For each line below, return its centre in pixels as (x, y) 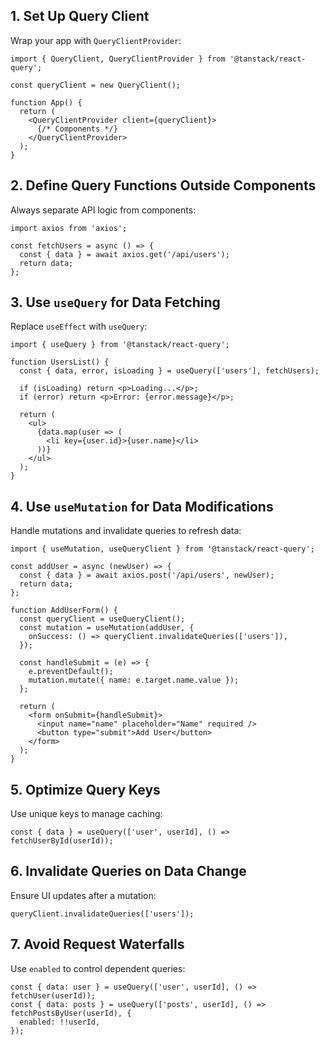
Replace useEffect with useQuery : (79, 326)
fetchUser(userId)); (53, 995)
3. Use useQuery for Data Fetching (115, 302)
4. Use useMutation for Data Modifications (142, 506)
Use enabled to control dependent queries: (98, 968)
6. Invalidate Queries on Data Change (128, 871)
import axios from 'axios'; (69, 228)
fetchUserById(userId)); (62, 841)
